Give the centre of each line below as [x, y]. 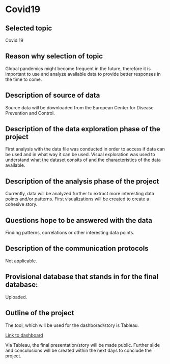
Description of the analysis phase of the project [82, 181]
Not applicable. [21, 261]
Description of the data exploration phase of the [83, 129]
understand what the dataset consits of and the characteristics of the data [83, 160]
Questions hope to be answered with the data [79, 220]
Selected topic [29, 28]
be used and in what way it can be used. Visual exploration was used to [80, 155]
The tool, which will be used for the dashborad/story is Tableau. [72, 325]
